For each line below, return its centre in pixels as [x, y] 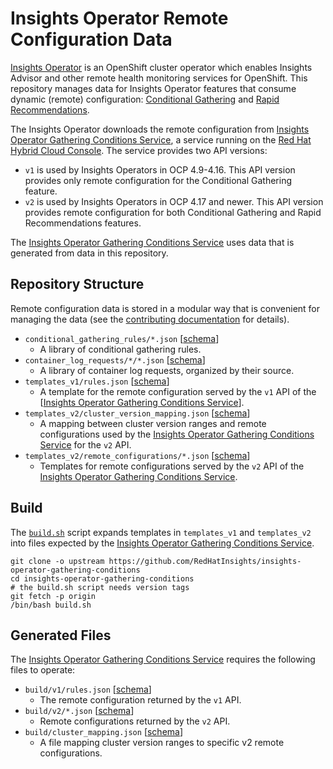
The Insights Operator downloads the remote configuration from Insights [160, 129]
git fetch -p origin [53, 596]
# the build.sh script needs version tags [100, 587]
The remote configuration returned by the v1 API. [140, 700]
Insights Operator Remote [119, 18]
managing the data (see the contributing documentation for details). [150, 319]
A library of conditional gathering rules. [120, 349]
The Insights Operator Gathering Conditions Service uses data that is [152, 242]
